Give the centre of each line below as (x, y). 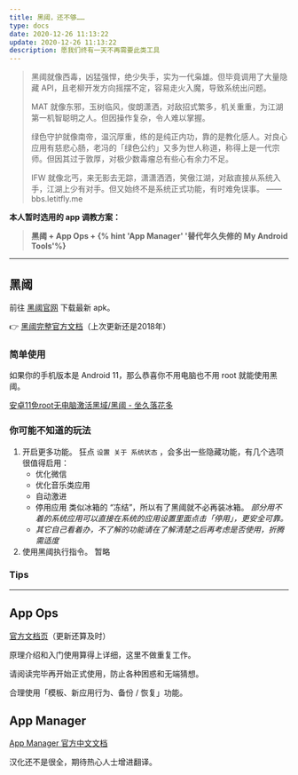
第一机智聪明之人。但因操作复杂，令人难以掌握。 (120, 118)
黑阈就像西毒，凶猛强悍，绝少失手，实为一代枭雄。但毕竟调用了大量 (155, 77)
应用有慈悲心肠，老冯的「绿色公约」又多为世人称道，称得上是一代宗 (155, 148)
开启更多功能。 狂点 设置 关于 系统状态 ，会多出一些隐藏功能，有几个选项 (153, 451)
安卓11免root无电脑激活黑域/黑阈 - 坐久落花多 (91, 406)
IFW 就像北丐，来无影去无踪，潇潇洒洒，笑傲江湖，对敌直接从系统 (152, 178)
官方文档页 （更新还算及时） (60, 636)
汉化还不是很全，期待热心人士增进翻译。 (83, 762)
